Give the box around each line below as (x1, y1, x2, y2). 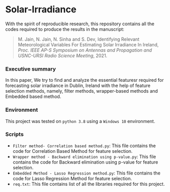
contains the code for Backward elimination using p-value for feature (12, 159, 158, 165)
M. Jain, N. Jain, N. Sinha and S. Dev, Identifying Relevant (17, 36, 140, 42)
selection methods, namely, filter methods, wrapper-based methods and (5, 88, 158, 94)
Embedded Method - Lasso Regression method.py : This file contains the (12, 170, 161, 176)
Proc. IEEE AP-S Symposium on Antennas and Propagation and (17, 47, 152, 53)
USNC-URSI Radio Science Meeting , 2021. (17, 53, 108, 59)
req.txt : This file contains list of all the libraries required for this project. (12, 181, 165, 187)
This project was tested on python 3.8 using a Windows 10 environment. (5, 118, 155, 124)
